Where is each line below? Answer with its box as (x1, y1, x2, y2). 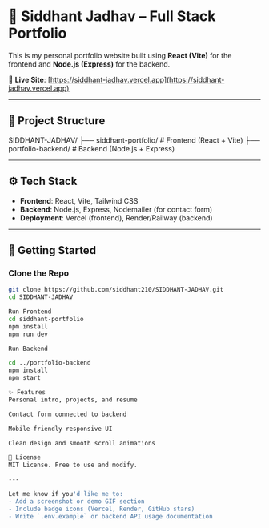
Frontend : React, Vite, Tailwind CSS (19, 195, 139, 205)
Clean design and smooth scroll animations (8, 439, 156, 447)
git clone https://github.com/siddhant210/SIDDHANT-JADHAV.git (8, 286, 224, 294)
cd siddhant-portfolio (8, 315, 84, 323)
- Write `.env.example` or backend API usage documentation (8, 512, 214, 520)
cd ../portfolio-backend (8, 359, 91, 367)
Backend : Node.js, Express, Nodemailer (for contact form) (19, 204, 213, 214)
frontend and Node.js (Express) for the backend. (8, 59, 171, 69)
